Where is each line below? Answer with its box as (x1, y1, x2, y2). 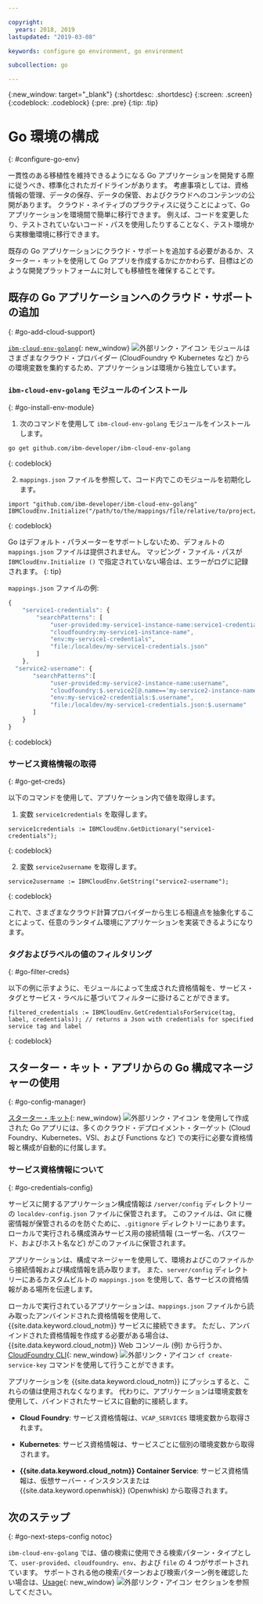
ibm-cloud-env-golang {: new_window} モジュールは (8, 343, 250, 353)
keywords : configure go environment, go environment (8, 47, 184, 55)
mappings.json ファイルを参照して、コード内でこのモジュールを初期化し (19, 475, 252, 484)
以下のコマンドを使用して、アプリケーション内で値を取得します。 (8, 793, 220, 802)
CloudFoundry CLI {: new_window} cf (8, 1350, 205, 1359)
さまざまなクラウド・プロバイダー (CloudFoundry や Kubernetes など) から (8, 353, 250, 362)
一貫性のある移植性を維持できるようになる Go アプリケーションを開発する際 (8, 170, 254, 181)
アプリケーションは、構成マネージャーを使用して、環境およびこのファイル (8, 1255, 247, 1264)
